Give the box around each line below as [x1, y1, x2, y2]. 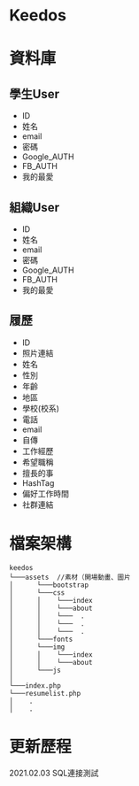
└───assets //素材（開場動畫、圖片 [9, 573, 131, 582]
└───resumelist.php [9, 689, 81, 697]
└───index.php [9, 681, 62, 690]
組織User [9, 200, 60, 215]
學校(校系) [21, 403, 60, 413]
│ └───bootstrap [9, 581, 89, 589]
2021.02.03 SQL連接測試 [9, 767, 99, 778]
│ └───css [9, 588, 66, 597]
